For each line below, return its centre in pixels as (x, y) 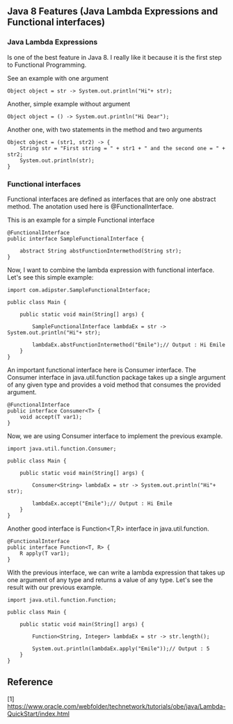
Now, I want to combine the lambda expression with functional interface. (111, 270)
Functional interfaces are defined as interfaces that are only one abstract (112, 199)
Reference (30, 682)
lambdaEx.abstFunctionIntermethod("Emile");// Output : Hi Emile (129, 345)
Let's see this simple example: (50, 277)
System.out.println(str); (57, 160)
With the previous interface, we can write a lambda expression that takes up (116, 572)
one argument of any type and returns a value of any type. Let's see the (110, 579)
